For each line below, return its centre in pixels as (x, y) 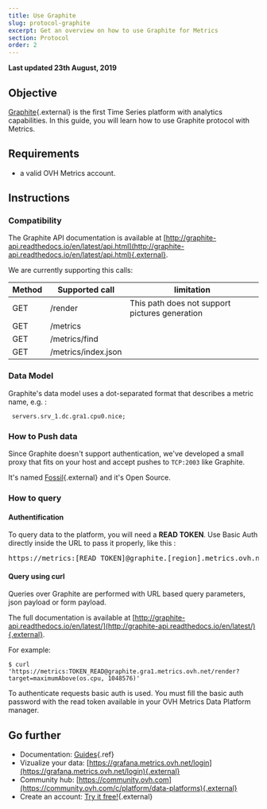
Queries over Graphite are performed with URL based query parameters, (127, 594)
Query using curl (37, 576)
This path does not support (180, 303)
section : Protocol (39, 38)
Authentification (36, 517)
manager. (24, 710)
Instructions (39, 198)
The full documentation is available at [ (72, 618)
